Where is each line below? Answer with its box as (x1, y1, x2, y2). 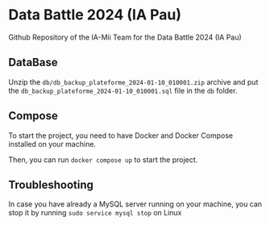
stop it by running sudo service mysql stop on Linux (8, 208, 182, 218)
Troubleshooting (8, 177, 94, 191)
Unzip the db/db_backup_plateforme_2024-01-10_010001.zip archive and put (8, 77, 259, 86)
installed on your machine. (8, 139, 97, 148)
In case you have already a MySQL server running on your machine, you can (8, 199, 263, 209)
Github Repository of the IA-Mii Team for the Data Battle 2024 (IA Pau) (8, 32, 242, 42)
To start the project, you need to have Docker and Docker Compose (8, 131, 234, 140)
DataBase (8, 56, 58, 69)
